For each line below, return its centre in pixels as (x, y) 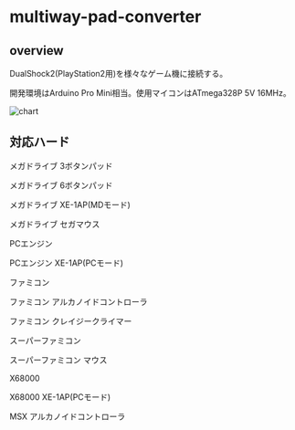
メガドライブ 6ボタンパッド (61, 185)
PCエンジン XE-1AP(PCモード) (67, 263)
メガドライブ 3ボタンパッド (61, 165)
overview (37, 51)
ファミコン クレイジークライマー (71, 320)
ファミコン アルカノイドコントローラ (79, 301)
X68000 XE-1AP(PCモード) (60, 397)
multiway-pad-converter (105, 17)
